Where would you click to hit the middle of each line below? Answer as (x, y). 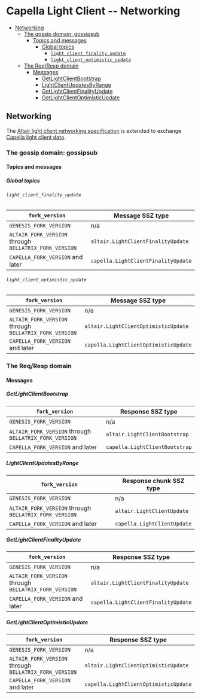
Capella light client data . (36, 137)
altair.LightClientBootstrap (147, 434)
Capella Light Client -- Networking (93, 11)
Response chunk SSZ (153, 481)
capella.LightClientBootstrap (149, 447)
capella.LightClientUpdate (153, 524)
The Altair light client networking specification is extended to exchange (94, 130)
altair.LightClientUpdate (152, 511)
